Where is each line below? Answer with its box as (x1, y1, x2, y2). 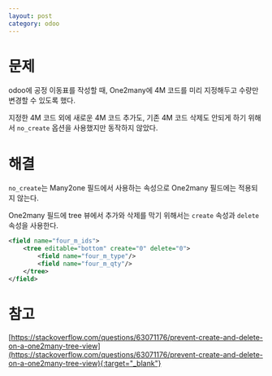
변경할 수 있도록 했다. (8, 95, 76, 106)
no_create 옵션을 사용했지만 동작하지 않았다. (16, 123, 158, 133)
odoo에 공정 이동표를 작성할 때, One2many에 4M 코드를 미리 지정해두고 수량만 (8, 85, 259, 95)
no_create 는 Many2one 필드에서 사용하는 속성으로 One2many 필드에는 (8, 183, 237, 193)
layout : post (8, 11, 53, 20)
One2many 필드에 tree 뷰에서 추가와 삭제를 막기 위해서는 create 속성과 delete (8, 211, 260, 221)
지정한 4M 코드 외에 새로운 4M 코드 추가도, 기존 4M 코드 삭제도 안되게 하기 (8, 113, 247, 123)
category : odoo (8, 20, 60, 28)
